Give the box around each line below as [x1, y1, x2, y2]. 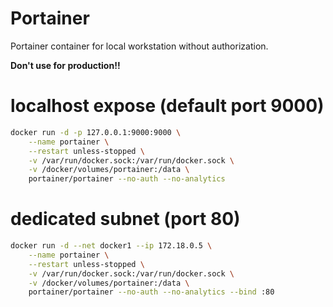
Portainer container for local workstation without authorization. [10, 40, 269, 52]
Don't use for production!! [10, 59, 121, 71]
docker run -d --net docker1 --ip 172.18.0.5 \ [10, 241, 213, 251]
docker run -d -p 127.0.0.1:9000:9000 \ [10, 127, 182, 137]
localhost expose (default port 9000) [10, 95, 325, 117]
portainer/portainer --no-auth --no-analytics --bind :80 [28, 287, 275, 297]
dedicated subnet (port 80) [10, 208, 241, 231]
